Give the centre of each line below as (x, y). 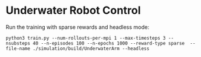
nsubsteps (18, 43)
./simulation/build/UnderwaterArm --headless (91, 49)
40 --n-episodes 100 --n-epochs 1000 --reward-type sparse (109, 43)
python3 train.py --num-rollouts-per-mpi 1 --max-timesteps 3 (86, 38)
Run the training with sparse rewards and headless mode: (77, 27)
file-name (18, 49)
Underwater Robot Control (73, 10)
